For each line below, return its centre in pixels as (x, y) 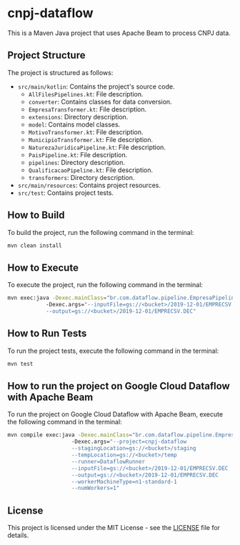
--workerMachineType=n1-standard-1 (124, 481)
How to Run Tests (47, 334)
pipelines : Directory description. (76, 162)
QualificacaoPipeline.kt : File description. (91, 170)
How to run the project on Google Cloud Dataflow (119, 386)
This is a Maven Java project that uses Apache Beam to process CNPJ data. (119, 33)
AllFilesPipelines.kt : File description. (86, 94)
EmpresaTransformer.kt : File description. (87, 109)
